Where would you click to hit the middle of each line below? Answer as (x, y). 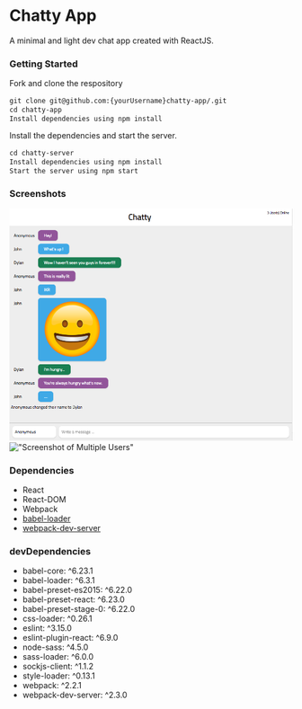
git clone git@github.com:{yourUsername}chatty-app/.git (118, 101)
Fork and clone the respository (66, 84)
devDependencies (50, 552)
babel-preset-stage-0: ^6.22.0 (79, 609)
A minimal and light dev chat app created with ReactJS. (111, 40)
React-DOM (44, 500)
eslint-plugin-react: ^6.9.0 (70, 638)
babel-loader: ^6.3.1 (59, 580)
